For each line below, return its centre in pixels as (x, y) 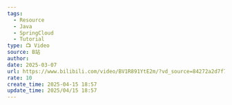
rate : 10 (20, 78)
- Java (23, 26)
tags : (15, 13)
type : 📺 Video (28, 46)
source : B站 (24, 52)
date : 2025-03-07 (32, 65)
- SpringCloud (33, 33)
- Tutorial (29, 39)
